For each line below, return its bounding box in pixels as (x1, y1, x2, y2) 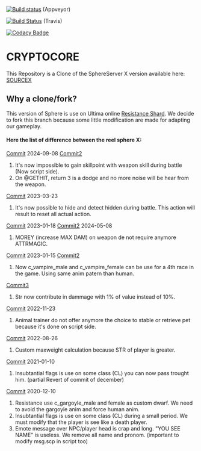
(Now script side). (14, 167, 60, 175)
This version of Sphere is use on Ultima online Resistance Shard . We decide (6, 110, 194, 117)
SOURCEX (6, 76, 32, 84)
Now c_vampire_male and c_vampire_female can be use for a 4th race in (14, 263, 194, 270)
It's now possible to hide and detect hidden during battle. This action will (14, 204, 196, 211)
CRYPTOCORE (6, 50, 79, 64)
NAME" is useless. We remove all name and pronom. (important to (14, 431, 179, 438)
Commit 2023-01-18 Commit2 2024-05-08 (6, 222, 113, 229)
